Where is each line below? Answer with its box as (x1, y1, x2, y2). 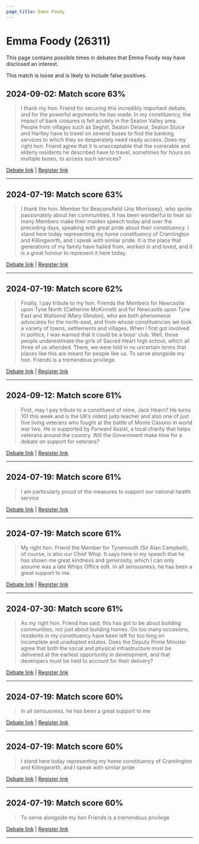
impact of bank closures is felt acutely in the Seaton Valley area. (20, 117, 178, 125)
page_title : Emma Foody (6, 8, 65, 15)
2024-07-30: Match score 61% (6, 603, 123, 614)
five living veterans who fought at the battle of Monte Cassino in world (20, 419, 192, 426)
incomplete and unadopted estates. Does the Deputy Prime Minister (20, 638, 187, 646)
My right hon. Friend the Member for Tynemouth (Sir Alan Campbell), (20, 544, 189, 551)
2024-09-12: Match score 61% (6, 390, 123, 401)
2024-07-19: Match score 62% (6, 283, 123, 294)
